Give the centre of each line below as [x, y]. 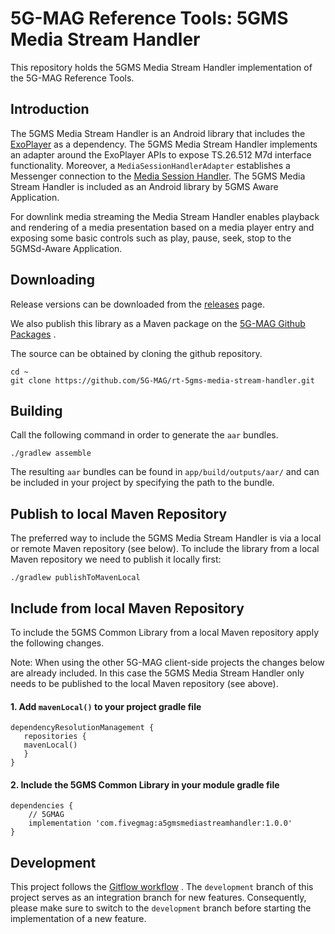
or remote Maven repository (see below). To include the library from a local [165, 549]
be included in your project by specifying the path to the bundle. [142, 483]
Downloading [52, 280]
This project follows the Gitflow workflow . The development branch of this [162, 887]
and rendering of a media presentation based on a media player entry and [162, 227]
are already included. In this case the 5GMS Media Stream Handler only [157, 673]
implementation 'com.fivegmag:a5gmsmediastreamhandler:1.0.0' [160, 823]
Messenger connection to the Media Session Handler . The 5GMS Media [158, 176]
